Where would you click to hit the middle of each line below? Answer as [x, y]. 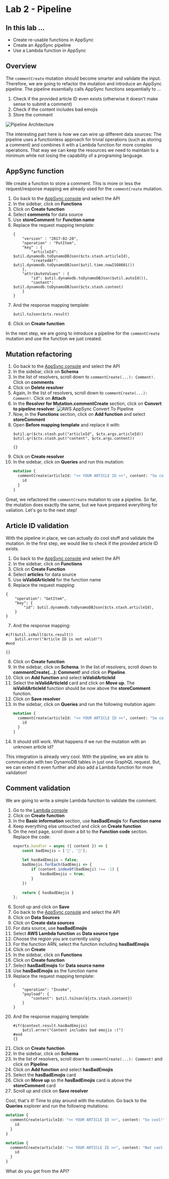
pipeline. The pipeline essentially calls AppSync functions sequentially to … [83, 89]
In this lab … [25, 28]
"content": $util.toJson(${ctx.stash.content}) [82, 999]
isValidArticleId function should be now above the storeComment [82, 688]
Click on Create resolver [39, 457]
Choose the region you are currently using [57, 939]
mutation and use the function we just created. [54, 338]
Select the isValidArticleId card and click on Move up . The [74, 683]
